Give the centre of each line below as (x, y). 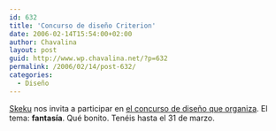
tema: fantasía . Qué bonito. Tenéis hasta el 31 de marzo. (112, 118)
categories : (31, 75)
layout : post (33, 50)
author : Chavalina (43, 42)
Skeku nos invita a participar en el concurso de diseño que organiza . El (138, 108)
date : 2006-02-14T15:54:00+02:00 (71, 34)
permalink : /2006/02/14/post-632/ (73, 67)
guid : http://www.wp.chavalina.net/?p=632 (88, 58)
